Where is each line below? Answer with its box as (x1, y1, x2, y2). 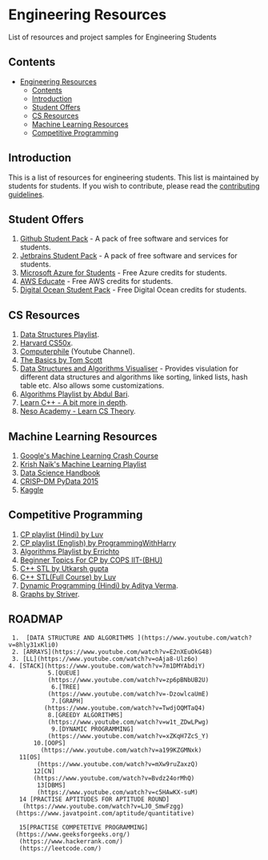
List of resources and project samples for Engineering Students (8, 32, 218, 42)
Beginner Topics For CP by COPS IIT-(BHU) (19, 555, 163, 565)
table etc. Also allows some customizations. (19, 381, 165, 391)
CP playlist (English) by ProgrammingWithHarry (19, 537, 177, 547)
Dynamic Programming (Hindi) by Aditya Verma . (19, 580, 178, 590)
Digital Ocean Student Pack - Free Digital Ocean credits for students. (19, 285, 247, 294)
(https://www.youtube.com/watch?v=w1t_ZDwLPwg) (47, 718, 210, 726)
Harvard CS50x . (19, 339, 74, 348)
